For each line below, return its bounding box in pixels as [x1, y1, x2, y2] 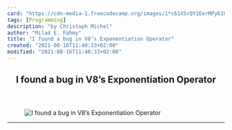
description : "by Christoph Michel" [7, 23, 113, 30]
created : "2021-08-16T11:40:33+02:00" [7, 42, 119, 49]
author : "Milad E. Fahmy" [7, 29, 81, 36]
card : [7, 10, 23, 17]
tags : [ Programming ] [7, 17, 67, 23]
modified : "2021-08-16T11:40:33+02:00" [7, 49, 122, 56]
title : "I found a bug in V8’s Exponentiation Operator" [7, 36, 175, 43]
